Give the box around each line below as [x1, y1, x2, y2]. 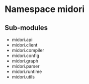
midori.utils [11, 74, 35, 79]
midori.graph [11, 58, 38, 63]
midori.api [11, 36, 33, 42]
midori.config [11, 52, 40, 58]
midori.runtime [11, 68, 42, 74]
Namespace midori [4, 3, 85, 15]
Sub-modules [4, 23, 48, 32]
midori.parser [11, 63, 40, 69]
